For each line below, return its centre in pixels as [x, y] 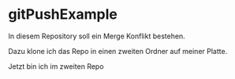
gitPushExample [63, 14]
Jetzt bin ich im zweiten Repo [56, 66]
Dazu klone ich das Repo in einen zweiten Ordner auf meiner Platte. [118, 51]
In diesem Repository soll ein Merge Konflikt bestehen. [97, 36]
